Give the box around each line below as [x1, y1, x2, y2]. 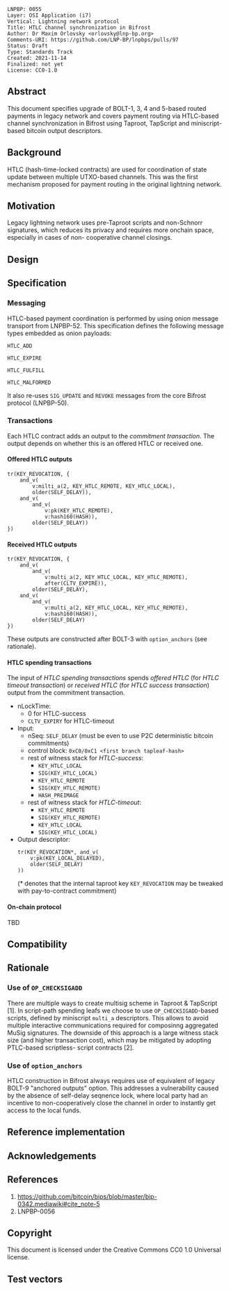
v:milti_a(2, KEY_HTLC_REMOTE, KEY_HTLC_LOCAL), [32, 483, 176, 490]
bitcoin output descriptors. [26, 126, 103, 135]
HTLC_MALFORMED [7, 379, 51, 386]
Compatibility [7, 939, 67, 951]
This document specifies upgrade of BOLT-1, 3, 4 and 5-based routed [7, 104, 207, 112]
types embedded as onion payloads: [7, 329, 112, 337]
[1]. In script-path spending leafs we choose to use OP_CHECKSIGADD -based [7, 1006, 219, 1015]
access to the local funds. [7, 1106, 81, 1114]
